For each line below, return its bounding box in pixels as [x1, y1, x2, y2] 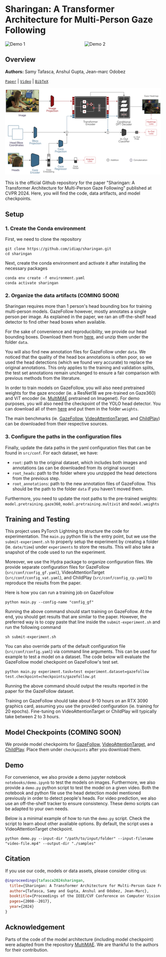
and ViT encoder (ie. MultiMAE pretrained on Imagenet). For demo [5, 396, 140, 402]
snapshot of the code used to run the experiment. [5, 549, 106, 555]
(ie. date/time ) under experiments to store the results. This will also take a [5, 544, 155, 550]
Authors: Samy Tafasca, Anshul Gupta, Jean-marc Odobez [5, 68, 126, 74]
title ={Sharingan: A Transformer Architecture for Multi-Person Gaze [9, 883, 156, 888]
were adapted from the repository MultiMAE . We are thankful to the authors [5, 942, 159, 948]
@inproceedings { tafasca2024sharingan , [5, 878, 85, 883]
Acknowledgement [5, 923, 65, 932]
